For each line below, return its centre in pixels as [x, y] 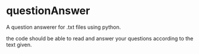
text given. [19, 45]
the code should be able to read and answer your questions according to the [100, 38]
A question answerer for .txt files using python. [64, 27]
